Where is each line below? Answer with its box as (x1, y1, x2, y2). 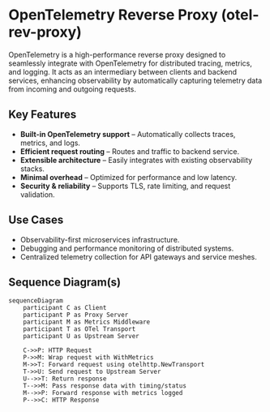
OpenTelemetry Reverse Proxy (8, 6, 218, 24)
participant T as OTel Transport (23, 325, 136, 333)
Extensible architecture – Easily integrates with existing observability (19, 155, 253, 165)
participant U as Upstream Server (23, 333, 139, 341)
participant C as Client (23, 304, 107, 312)
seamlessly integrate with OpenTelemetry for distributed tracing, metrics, (8, 58, 253, 68)
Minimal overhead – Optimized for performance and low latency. (19, 172, 238, 182)
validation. (19, 189, 55, 200)
